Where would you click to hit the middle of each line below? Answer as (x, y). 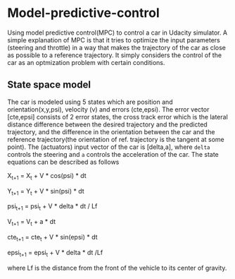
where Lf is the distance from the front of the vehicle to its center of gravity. (117, 268)
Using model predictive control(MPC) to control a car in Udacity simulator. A (117, 32)
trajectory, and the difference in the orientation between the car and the (111, 131)
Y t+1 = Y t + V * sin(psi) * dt (46, 192)
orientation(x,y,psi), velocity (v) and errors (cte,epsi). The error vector (108, 109)
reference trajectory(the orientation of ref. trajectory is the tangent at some (116, 139)
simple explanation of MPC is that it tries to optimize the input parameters (114, 40)
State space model (49, 85)
